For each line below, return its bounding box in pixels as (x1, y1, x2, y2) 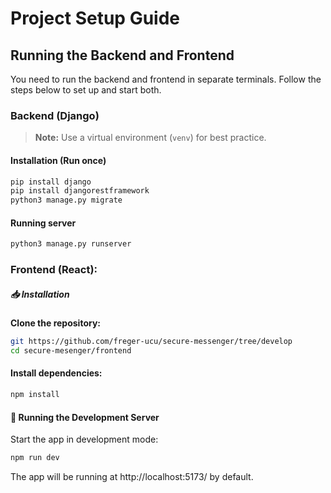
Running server (10, 217, 77, 229)
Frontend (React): (10, 263, 98, 277)
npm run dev (10, 453, 60, 463)
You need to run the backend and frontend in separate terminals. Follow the (10, 73, 322, 85)
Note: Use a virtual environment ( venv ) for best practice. (34, 132, 267, 144)
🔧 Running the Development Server (10, 411, 160, 423)
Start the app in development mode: (10, 433, 159, 446)
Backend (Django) (10, 108, 100, 122)
